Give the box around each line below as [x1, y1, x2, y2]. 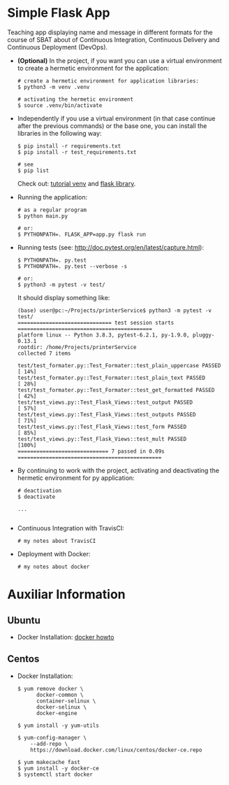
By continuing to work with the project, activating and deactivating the [17, 466, 220, 474]
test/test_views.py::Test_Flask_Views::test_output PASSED [17, 399, 193, 406]
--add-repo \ [30, 740, 68, 747]
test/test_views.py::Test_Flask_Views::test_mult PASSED [17, 435, 187, 442]
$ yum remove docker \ [17, 685, 84, 692]
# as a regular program [17, 206, 87, 213]
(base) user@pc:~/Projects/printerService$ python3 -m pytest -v [17, 306, 212, 314]
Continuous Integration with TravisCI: [17, 523, 124, 532]
